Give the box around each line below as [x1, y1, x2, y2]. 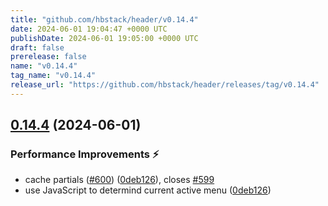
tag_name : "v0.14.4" [10, 71, 97, 81]
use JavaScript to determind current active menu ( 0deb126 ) [24, 184, 272, 196]
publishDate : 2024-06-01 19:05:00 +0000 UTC [10, 33, 199, 43]
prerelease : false [10, 52, 87, 62]
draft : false [10, 42, 65, 53]
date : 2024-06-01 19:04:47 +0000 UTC [10, 24, 168, 34]
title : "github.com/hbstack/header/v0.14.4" [10, 14, 199, 25]
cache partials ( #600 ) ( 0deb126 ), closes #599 [24, 174, 215, 186]
